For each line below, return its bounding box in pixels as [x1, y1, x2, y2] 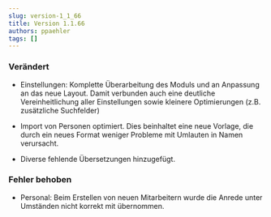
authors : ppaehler [8, 27, 71, 35]
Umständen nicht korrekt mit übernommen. [19, 201, 165, 211]
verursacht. [19, 138, 59, 148]
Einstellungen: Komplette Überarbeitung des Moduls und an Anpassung [19, 79, 260, 89]
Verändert [8, 62, 50, 73]
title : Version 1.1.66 [8, 19, 85, 28]
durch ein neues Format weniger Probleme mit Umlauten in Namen [19, 130, 243, 139]
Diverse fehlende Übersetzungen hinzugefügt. [19, 154, 176, 164]
